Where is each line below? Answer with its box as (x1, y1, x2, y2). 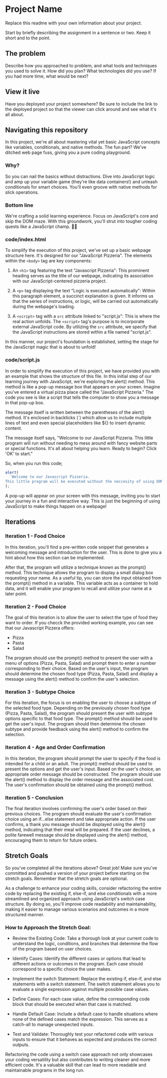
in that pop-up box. (5, 399, 45, 405)
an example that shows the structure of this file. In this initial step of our (5, 373, 152, 379)
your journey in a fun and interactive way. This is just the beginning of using (5, 498, 161, 504)
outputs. (12, 1042, 30, 1048)
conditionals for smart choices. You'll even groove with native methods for (5, 184, 158, 190)
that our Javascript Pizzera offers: (5, 625, 75, 631)
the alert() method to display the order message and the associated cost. (5, 776, 155, 782)
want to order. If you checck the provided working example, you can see (5, 620, 154, 626)
